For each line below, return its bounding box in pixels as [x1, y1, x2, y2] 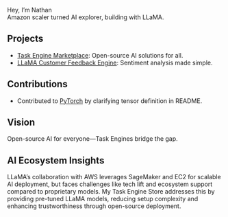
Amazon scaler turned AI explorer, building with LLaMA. [7, 13, 164, 21]
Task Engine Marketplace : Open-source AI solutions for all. [16, 51, 183, 59]
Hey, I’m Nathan [7, 6, 53, 14]
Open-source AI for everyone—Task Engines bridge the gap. [7, 135, 178, 143]
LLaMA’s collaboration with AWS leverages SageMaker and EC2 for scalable [7, 173, 221, 181]
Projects [7, 33, 44, 45]
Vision [7, 117, 36, 128]
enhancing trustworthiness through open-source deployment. [7, 202, 181, 210]
